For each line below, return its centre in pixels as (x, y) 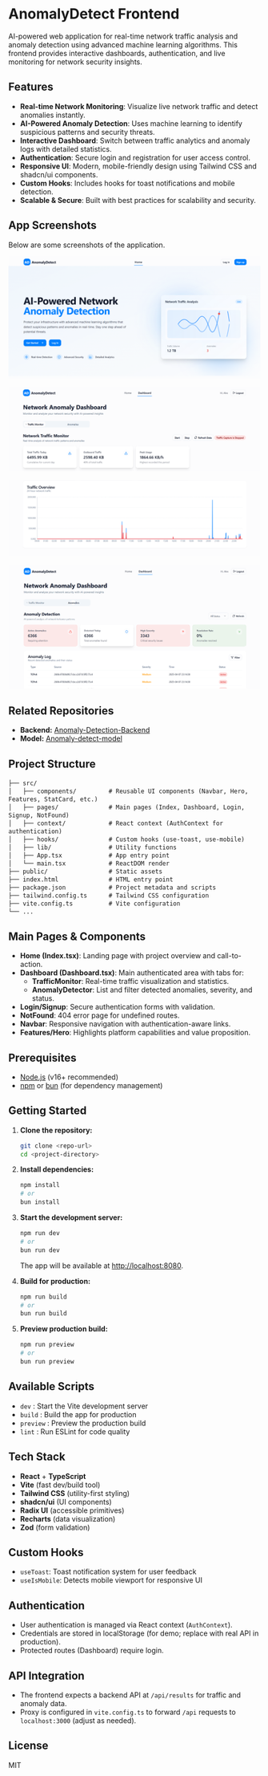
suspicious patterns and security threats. (87, 132)
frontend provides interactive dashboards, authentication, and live (117, 53)
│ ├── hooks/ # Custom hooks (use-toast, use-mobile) (127, 839)
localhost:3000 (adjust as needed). (78, 1721)
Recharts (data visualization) (68, 1518)
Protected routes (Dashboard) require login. (92, 1651)
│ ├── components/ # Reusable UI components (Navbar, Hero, (128, 791)
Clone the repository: (56, 1130)
